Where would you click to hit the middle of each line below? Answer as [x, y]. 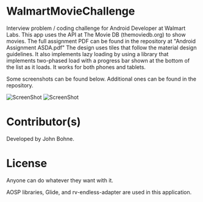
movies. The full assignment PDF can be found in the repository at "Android [101, 41]
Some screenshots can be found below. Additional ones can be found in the [101, 79]
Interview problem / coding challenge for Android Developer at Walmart [96, 28]
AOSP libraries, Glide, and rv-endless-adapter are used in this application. [99, 192]
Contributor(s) [44, 122]
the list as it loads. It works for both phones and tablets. [76, 67]
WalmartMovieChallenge [71, 11]
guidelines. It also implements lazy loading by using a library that [87, 54]
